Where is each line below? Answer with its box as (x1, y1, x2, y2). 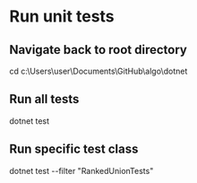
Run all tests (9, 91, 80, 107)
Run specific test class (9, 142, 139, 157)
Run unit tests (9, 6, 115, 27)
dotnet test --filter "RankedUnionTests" (9, 165, 154, 176)
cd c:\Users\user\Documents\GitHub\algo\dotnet (9, 65, 188, 76)
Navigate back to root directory (9, 42, 188, 57)
